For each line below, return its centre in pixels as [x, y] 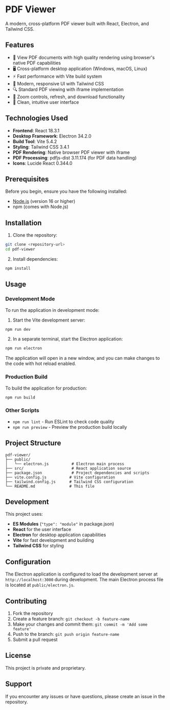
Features [20, 45]
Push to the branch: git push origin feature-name [66, 634]
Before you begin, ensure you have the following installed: [66, 191]
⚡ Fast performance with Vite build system [57, 76]
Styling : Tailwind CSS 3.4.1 [41, 147]
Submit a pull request [35, 639]
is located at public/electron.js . [40, 585]
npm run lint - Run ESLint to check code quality [64, 421]
